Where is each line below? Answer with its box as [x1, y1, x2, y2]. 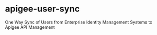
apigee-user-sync [5, 3, 80, 14]
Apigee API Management [5, 24, 55, 30]
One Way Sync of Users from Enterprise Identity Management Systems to [5, 19, 153, 25]
